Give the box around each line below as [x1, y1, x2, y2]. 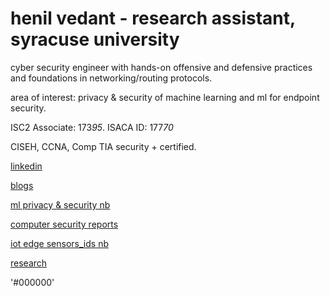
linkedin [10, 160, 43, 172]
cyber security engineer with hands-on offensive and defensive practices [10, 61, 313, 73]
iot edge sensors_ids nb [10, 237, 109, 249]
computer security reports [10, 218, 119, 230]
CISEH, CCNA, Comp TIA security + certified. [10, 140, 197, 152]
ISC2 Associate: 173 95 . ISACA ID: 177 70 [10, 121, 174, 133]
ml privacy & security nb [10, 198, 111, 211]
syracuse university [10, 28, 180, 51]
